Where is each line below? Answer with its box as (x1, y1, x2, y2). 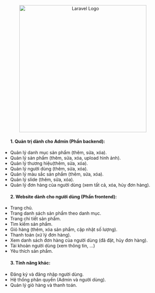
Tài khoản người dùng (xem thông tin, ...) (10, 243, 96, 249)
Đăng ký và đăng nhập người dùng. (10, 271, 84, 277)
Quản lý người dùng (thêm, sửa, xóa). (10, 166, 88, 172)
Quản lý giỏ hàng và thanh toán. (10, 282, 77, 288)
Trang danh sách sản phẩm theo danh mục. (10, 210, 102, 216)
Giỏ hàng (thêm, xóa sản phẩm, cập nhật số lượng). (10, 226, 118, 232)
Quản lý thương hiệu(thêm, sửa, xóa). (10, 160, 88, 166)
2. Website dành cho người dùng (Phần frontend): (10, 193, 117, 199)
